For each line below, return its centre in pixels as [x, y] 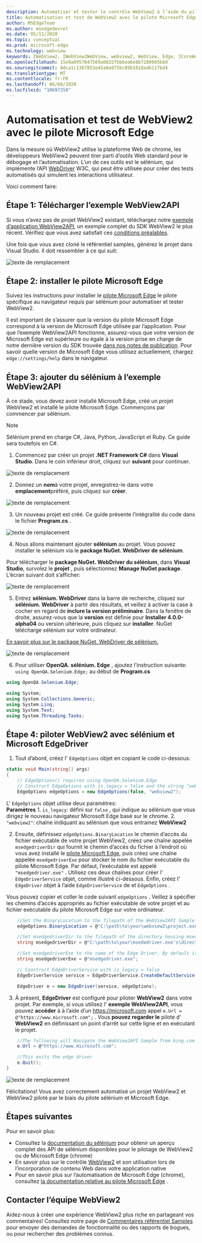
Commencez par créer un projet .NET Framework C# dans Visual [96, 455]
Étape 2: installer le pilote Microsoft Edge [85, 281]
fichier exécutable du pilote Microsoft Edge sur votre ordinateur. [85, 909]
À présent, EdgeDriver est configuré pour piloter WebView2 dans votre [103, 998]
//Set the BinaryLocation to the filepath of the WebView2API [96, 920]
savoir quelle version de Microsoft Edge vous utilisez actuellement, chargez [100, 352]
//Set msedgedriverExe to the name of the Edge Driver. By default [103, 953]
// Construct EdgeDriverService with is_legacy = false [89, 970]
